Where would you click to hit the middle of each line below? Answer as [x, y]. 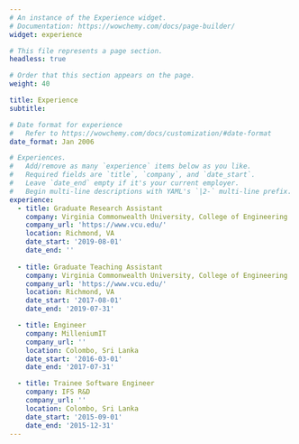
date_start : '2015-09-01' [74, 417]
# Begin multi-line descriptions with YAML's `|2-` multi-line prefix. [151, 191]
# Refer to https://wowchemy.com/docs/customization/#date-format [140, 133]
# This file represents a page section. [86, 51]
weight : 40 [30, 84]
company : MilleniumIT [66, 333]
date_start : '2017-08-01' [74, 301]
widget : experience [46, 34]
